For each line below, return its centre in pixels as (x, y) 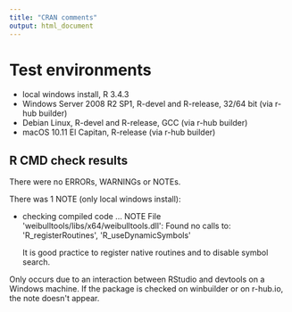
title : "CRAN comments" (54, 17)
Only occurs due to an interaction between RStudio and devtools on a (137, 279)
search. (36, 262)
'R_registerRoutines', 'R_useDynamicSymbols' (107, 235)
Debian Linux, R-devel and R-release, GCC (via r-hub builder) (135, 123)
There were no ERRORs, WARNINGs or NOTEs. (95, 182)
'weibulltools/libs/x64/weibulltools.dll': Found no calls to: (126, 226)
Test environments (80, 70)
